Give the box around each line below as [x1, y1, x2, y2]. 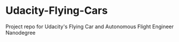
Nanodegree [5, 29, 36, 36]
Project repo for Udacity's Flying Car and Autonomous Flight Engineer [5, 23, 174, 30]
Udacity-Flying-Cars [5, 4, 108, 17]
